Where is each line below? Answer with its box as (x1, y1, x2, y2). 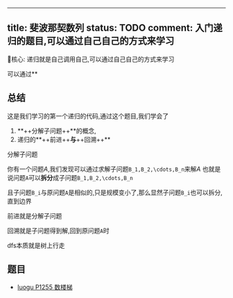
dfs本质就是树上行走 (7, 241, 65, 249)
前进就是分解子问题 (7, 211, 62, 220)
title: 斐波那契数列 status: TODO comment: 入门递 (7, 22, 223, 34)
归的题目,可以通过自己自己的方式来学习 (7, 35, 175, 47)
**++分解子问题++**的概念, (17, 126, 96, 135)
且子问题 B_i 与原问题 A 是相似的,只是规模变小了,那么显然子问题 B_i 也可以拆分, (7, 188, 223, 197)
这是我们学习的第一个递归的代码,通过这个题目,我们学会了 (7, 112, 169, 120)
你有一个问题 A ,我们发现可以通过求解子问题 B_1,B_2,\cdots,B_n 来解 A (7, 165, 201, 173)
